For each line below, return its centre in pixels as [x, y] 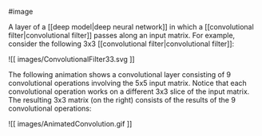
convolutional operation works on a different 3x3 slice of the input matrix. [129, 91]
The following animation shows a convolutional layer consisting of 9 [120, 74]
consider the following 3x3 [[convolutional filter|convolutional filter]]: [121, 44]
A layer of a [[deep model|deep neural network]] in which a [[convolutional [131, 27]
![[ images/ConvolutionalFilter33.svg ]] [71, 59]
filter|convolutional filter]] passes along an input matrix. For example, [122, 35]
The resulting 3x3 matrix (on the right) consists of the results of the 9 [122, 100]
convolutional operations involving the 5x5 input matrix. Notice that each [128, 83]
